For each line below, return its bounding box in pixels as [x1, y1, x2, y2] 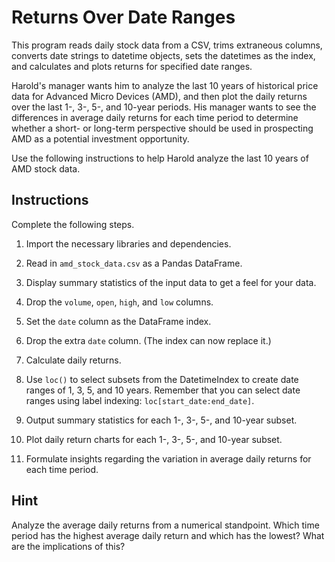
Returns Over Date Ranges [11, 6, 236, 29]
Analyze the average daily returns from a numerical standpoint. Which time [11, 519, 320, 531]
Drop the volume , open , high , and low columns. [25, 296, 214, 308]
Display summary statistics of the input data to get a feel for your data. [25, 276, 317, 288]
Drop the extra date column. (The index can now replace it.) [25, 334, 272, 346]
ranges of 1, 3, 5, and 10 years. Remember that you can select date [25, 384, 301, 396]
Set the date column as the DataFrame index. [25, 315, 212, 327]
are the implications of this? [11, 540, 126, 552]
